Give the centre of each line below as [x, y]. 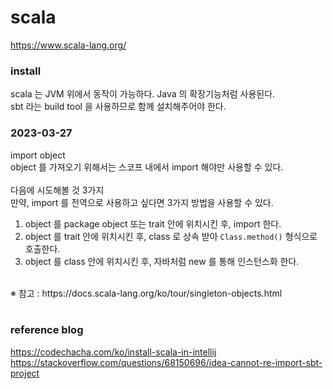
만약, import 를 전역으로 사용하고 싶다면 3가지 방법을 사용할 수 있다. [142, 202]
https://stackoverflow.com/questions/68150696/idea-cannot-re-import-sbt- [166, 362]
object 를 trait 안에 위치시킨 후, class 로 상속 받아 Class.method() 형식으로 [171, 236]
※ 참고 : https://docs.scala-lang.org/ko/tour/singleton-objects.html [146, 293]
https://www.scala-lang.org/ [68, 45]
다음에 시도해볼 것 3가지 [57, 190]
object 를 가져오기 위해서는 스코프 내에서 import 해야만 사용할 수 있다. [147, 167]
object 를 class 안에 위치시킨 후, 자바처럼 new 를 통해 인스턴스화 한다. [162, 261]
